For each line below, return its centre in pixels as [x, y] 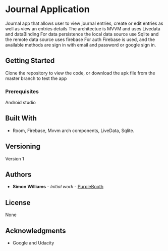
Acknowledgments [36, 231]
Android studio [21, 103]
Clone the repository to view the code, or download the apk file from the [80, 73]
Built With [21, 118]
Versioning [23, 147]
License [18, 203]
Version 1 [15, 158]
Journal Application [47, 9]
